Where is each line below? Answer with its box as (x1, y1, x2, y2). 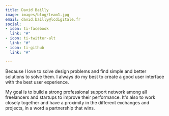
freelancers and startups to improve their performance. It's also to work (5, 94, 156, 100)
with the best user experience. (5, 79, 69, 85)
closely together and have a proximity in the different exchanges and (5, 99, 149, 105)
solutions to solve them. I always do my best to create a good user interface (5, 73, 164, 80)
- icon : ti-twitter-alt (5, 36, 56, 41)
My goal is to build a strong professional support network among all (5, 89, 147, 95)
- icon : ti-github (5, 45, 44, 50)
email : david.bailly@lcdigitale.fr (5, 17, 81, 22)
